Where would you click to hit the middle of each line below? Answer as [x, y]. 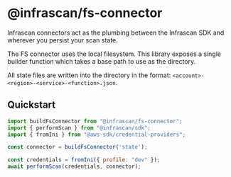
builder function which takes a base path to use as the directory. [102, 61]
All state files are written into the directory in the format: [89, 75]
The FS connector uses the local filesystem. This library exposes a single [114, 54]
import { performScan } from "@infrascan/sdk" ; [79, 128]
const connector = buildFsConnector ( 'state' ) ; [77, 147]
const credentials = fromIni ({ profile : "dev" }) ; [84, 160]
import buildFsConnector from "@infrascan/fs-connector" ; [95, 121]
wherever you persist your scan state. [63, 40]
